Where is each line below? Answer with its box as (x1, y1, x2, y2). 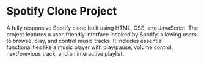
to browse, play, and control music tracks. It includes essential (6, 37, 163, 44)
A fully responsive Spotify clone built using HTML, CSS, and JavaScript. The (6, 24, 199, 31)
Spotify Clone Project (6, 4, 117, 18)
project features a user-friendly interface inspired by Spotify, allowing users (6, 30, 197, 38)
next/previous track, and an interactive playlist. (6, 50, 124, 57)
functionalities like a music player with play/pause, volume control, (6, 44, 173, 51)
